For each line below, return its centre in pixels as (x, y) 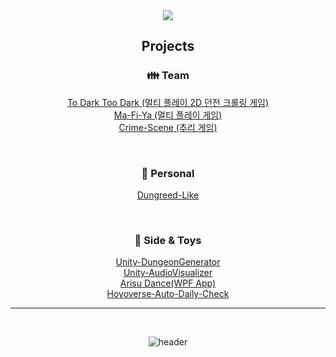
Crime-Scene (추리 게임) (168, 127)
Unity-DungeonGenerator (168, 262)
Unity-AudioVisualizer (168, 273)
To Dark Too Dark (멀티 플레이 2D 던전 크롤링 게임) (168, 102)
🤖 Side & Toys (168, 240)
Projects (168, 46)
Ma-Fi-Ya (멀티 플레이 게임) (168, 115)
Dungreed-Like (168, 195)
